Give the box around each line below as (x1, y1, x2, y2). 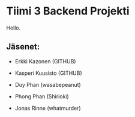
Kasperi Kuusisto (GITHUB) (14, 69, 82, 77)
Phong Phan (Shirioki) (14, 92, 69, 100)
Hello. (6, 24, 21, 31)
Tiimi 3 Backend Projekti (6, 4, 130, 18)
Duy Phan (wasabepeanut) (14, 81, 81, 88)
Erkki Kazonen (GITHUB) (14, 57, 76, 65)
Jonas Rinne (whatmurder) (14, 104, 81, 112)
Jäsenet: (6, 42, 40, 52)
